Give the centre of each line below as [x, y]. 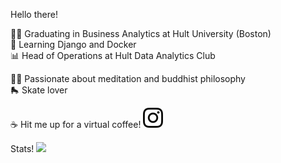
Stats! [22, 148]
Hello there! [34, 14]
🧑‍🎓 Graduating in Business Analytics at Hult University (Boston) [141, 33]
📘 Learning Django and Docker [73, 44]
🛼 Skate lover [39, 90]
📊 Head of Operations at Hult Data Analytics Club [113, 55]
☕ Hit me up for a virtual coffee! [76, 124]
